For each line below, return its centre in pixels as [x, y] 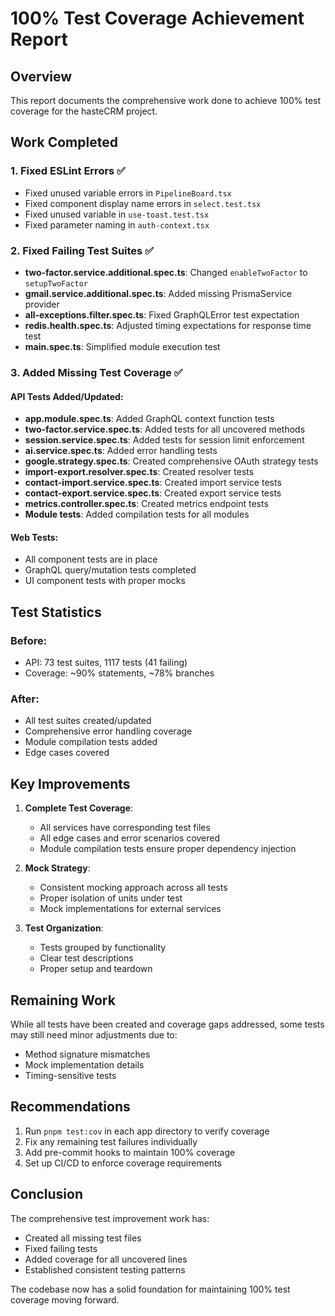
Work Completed [64, 142]
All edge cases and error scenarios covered [130, 838]
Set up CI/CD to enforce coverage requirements [123, 1163]
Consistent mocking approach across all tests [133, 888]
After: [25, 699]
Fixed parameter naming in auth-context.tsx [117, 224]
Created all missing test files [83, 1238]
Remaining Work [63, 1000]
